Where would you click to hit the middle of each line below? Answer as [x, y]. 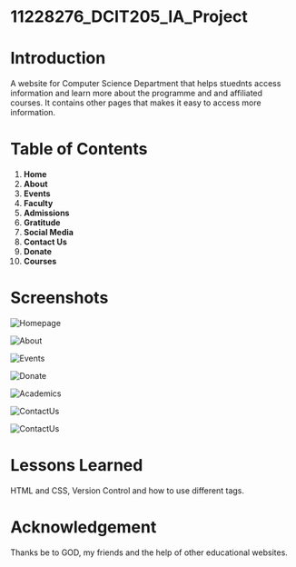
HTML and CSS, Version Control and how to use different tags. [127, 490]
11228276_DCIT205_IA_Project [129, 17]
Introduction [58, 59]
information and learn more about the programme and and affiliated [136, 94]
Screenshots [59, 298]
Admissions [46, 213]
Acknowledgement [84, 527]
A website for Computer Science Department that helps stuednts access [146, 84]
